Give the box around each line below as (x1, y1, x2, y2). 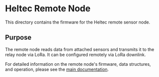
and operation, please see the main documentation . (5, 66, 109, 72)
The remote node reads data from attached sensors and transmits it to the (5, 46, 155, 52)
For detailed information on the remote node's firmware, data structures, (5, 61, 151, 67)
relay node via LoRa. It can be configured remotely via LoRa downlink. (5, 51, 146, 57)
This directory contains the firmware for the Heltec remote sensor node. (5, 19, 150, 25)
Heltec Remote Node (5, 3, 91, 14)
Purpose (5, 33, 32, 42)
